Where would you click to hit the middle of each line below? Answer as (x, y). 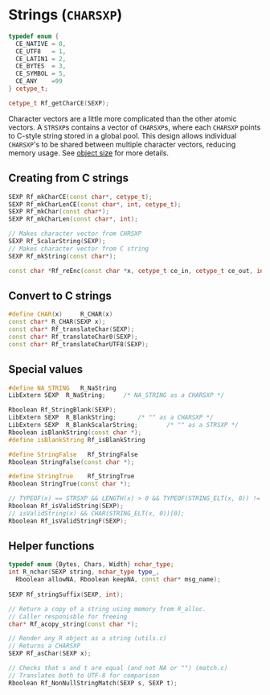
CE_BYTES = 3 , (41, 66)
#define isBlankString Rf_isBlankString (77, 440)
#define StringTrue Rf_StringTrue (72, 477)
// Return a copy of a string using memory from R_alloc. (107, 609)
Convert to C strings (60, 296)
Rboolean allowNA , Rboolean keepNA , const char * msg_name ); (118, 580)
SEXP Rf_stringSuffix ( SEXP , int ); (66, 594)
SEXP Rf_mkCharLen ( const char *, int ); (73, 219)
